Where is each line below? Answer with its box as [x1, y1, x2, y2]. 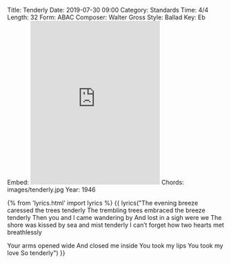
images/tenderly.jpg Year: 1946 [7, 185, 96, 194]
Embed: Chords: [7, 179, 184, 186]
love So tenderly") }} [7, 249, 66, 257]
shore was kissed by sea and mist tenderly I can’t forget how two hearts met [7, 221, 224, 229]
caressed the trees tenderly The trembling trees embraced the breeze [7, 206, 205, 214]
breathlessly [7, 228, 43, 236]
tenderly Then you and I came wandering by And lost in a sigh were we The [7, 214, 222, 221]
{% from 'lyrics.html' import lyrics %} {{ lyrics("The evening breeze [7, 199, 199, 207]
